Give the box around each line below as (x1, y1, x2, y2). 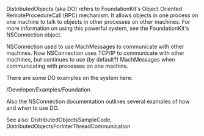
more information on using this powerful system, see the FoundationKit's (6, 24, 189, 32)
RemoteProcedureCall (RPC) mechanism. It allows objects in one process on (6, 12, 199, 19)
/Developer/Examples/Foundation (6, 86, 90, 93)
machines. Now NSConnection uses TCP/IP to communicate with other (6, 49, 185, 57)
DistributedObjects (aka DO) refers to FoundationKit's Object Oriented (6, 5, 183, 12)
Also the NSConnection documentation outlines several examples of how (6, 98, 190, 105)
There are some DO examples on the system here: (6, 74, 133, 81)
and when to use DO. (6, 104, 59, 112)
